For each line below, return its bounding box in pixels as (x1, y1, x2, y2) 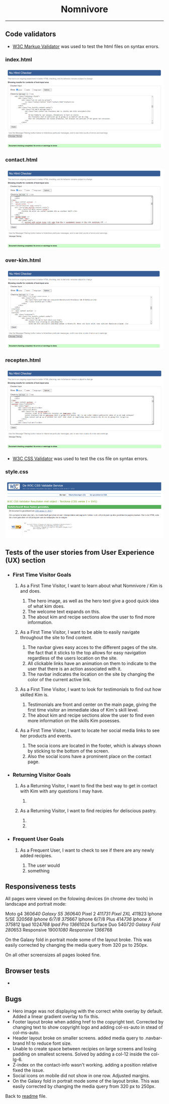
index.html (5, 56, 32, 63)
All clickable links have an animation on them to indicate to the (27, 660, 157, 666)
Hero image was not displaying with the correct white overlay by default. (12, 1008, 163, 1014)
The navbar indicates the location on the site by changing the (27, 671, 155, 677)
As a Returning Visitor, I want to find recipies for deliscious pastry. (20, 808, 157, 814)
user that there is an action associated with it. (27, 666, 122, 672)
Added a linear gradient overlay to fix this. (12, 1013, 100, 1020)
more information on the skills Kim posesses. (27, 717, 121, 724)
